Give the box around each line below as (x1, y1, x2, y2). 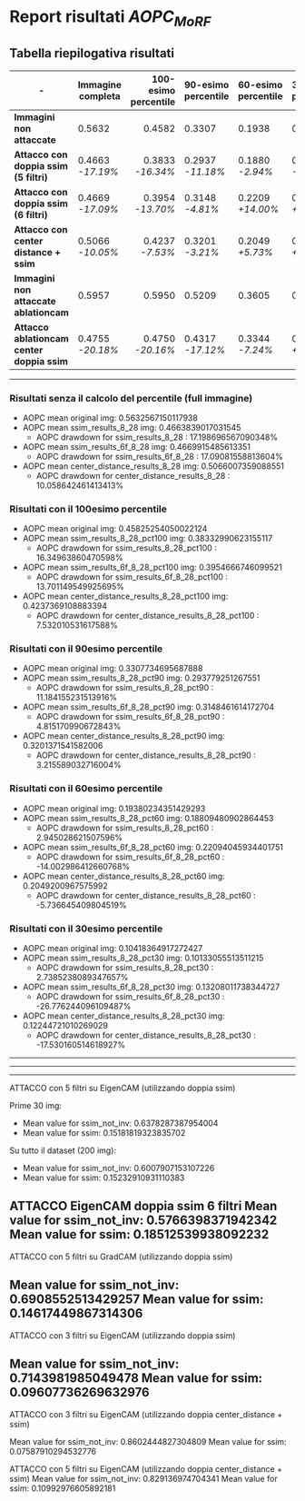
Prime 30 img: (9, 1100, 62, 1111)
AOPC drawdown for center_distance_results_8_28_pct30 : (35, 1029, 256, 1041)
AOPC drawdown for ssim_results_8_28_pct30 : (35, 962, 214, 973)
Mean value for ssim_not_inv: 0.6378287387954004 (22, 1118, 219, 1128)
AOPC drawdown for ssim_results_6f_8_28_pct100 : (35, 572, 229, 582)
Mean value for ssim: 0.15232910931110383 (22, 1172, 185, 1183)
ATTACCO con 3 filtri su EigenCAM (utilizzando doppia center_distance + (9, 1408, 283, 1419)
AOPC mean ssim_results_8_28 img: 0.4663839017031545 (22, 422, 241, 432)
